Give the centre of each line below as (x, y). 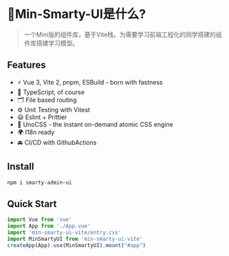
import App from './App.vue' (49, 226)
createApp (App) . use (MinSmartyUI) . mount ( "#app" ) (77, 245)
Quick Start (32, 204)
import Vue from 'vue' (40, 220)
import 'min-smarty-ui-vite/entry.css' (64, 233)
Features (26, 65)
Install (21, 167)
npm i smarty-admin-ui (40, 182)
